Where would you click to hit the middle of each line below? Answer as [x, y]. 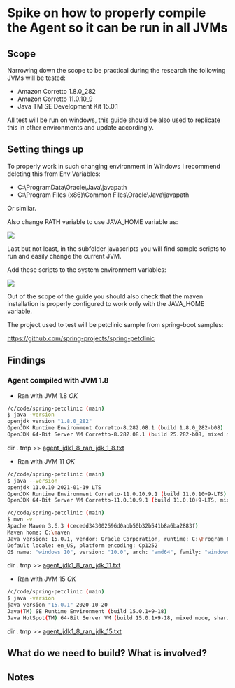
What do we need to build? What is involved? [107, 653]
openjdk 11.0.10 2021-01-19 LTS [54, 487]
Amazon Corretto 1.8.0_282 [57, 91]
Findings [27, 360]
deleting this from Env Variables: [54, 174]
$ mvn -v [20, 520]
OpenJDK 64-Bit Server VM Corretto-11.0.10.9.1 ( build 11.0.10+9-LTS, [112, 500]
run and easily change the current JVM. [64, 256]
